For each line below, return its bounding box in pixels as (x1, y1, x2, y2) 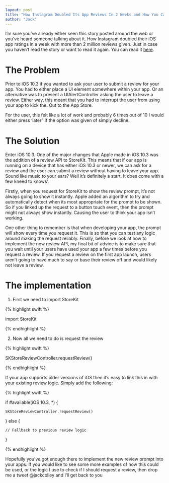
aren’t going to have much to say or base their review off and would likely (5, 257, 157, 263)
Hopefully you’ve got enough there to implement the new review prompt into (5, 456, 163, 462)
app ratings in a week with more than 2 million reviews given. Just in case (5, 41, 158, 47)
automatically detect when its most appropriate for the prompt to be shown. (5, 199, 162, 205)
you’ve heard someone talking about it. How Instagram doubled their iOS (5, 36, 156, 42)
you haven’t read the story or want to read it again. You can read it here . (5, 46, 154, 53)
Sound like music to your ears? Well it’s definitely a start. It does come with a (5, 173, 164, 179)
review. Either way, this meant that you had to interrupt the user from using (5, 97, 160, 103)
